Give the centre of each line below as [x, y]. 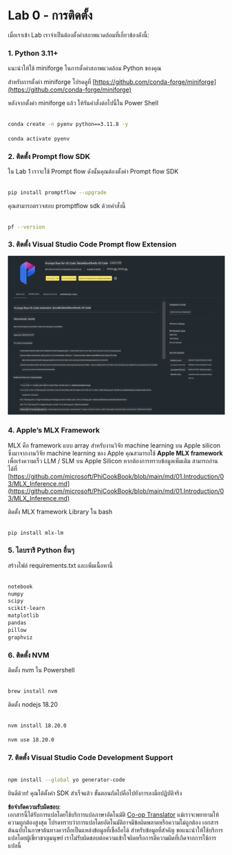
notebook [20, 587]
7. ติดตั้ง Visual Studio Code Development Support [91, 758]
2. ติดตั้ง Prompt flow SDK [49, 156]
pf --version [27, 227]
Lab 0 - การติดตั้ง [50, 15]
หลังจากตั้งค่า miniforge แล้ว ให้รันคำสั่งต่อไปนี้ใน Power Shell [83, 103]
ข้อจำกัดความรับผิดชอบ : [34, 807]
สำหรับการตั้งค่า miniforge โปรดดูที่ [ [52, 82]
